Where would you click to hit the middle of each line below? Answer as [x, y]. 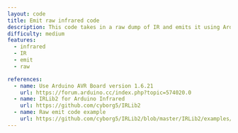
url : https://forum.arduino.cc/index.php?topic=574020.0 [106, 93]
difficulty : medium [36, 34]
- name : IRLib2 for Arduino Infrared [69, 99]
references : [25, 79]
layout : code [27, 14]
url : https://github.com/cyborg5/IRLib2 [80, 106]
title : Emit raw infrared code [53, 21]
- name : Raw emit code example [60, 112]
